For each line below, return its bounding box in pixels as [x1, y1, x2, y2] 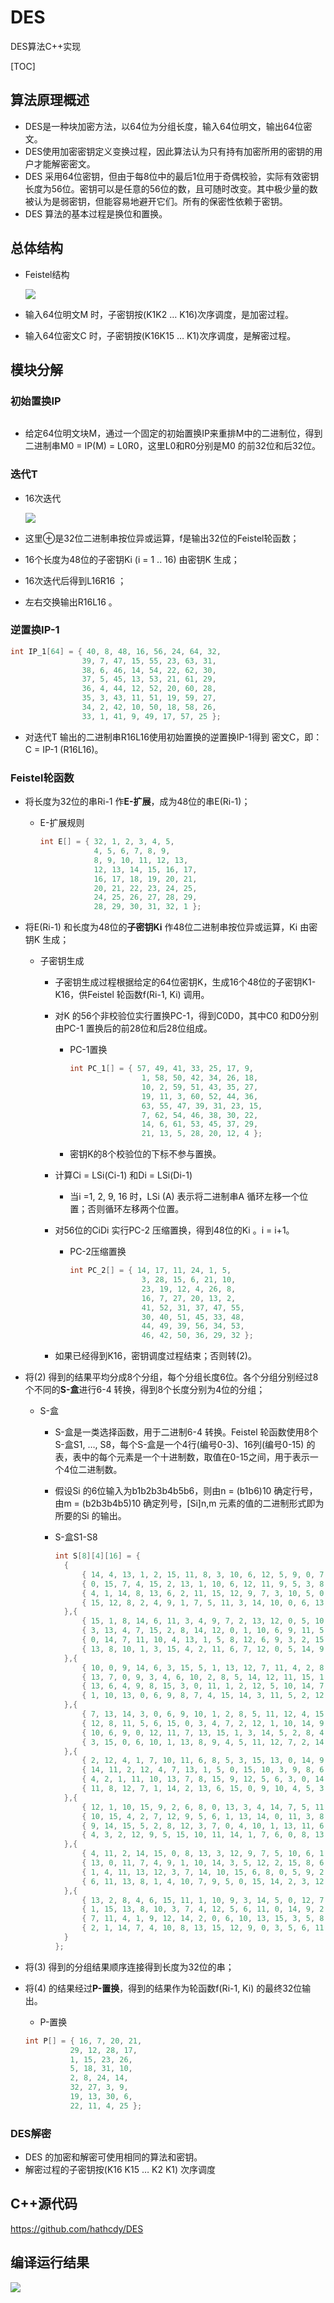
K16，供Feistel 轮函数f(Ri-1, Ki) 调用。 [54, 989, 210, 1001]
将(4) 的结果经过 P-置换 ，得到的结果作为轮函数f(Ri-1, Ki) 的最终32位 [24, 1982, 303, 1994]
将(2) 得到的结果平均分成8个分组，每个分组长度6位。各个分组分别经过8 [24, 1371, 319, 1383]
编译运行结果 [10, 2254, 90, 2271]
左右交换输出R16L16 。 [24, 596, 118, 608]
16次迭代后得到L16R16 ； [24, 574, 127, 586]
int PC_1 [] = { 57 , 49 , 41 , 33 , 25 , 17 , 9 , [69, 1064, 255, 1074]
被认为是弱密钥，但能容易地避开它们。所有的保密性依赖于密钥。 [24, 195, 288, 207]
